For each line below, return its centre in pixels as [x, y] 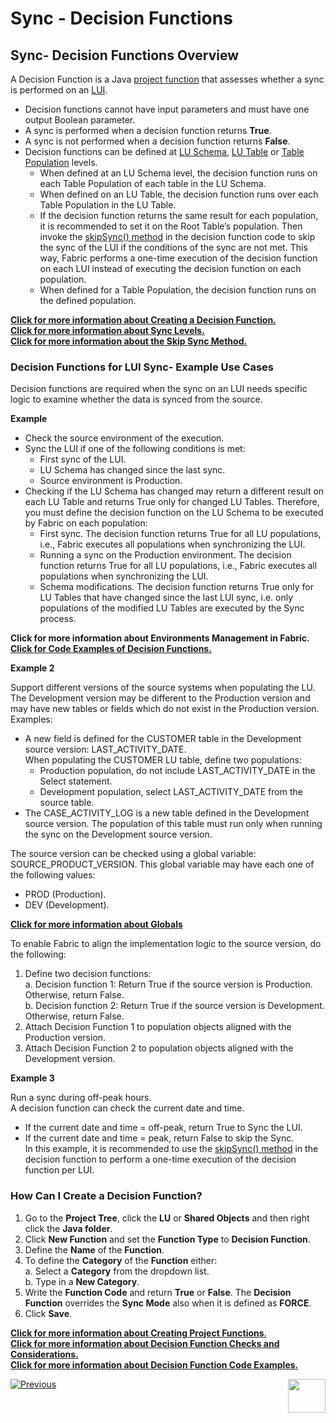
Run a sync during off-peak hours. [81, 1098]
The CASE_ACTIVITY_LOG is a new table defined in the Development [167, 813]
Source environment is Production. [111, 481]
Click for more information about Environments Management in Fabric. [160, 638]
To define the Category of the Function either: [121, 1260]
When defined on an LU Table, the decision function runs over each [179, 194]
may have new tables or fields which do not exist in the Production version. [165, 709]
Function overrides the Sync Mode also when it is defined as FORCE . [168, 1303]
